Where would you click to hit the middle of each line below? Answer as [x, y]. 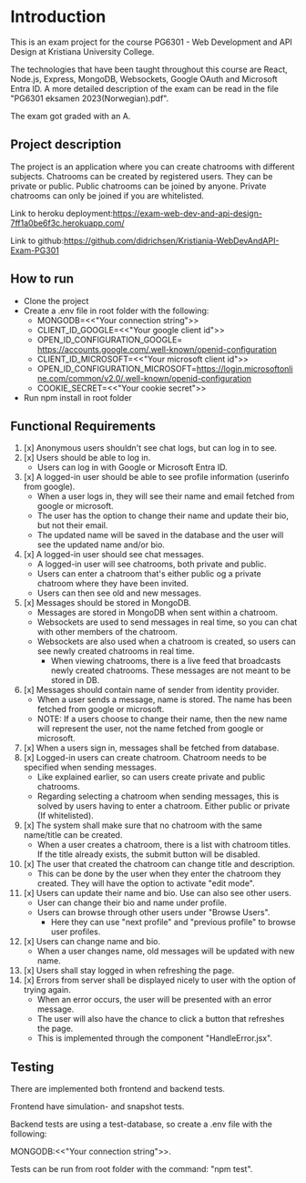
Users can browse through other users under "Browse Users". [153, 913]
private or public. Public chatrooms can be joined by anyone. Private [138, 186]
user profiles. [76, 932]
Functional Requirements [83, 426]
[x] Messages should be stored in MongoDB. [107, 603]
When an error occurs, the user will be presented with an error [154, 1000]
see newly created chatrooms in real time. [116, 651]
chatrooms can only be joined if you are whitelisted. [107, 195]
